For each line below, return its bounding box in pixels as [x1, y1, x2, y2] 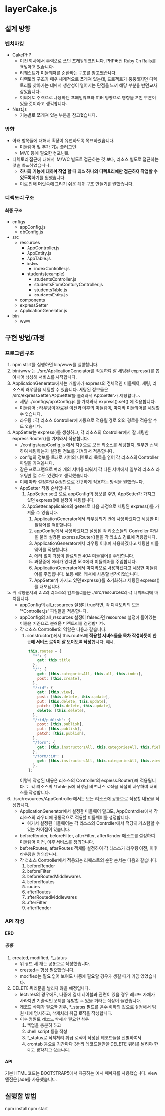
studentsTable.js [34, 287, 68, 293]
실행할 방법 [5, 1092, 37, 1100]
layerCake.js [5, 3, 57, 15]
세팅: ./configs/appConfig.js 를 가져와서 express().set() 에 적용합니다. [19, 398, 156, 404]
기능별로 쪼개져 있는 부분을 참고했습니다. [19, 112, 97, 118]
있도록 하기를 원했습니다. [19, 175, 66, 181]
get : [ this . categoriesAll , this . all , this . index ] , [37, 671, 143, 677]
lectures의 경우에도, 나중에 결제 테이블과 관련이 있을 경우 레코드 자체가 [19, 991, 155, 998]
